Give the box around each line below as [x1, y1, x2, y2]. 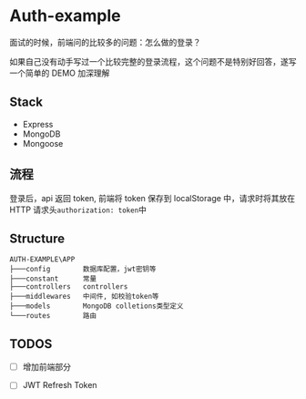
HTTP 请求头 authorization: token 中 [9, 204, 148, 215]
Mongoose [22, 138, 64, 148]
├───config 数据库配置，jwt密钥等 [9, 265, 157, 274]
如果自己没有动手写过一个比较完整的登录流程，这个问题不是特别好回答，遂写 [9, 56, 297, 66]
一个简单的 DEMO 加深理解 [9, 67, 110, 78]
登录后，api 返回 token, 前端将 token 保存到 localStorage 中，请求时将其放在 [9, 192, 296, 203]
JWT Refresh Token [22, 380, 97, 391]
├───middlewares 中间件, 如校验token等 [9, 292, 159, 302]
